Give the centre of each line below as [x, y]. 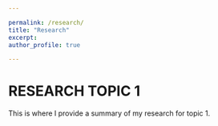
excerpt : [23, 37]
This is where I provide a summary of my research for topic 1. [109, 113]
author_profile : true [44, 45]
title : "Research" [39, 30]
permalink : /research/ [46, 22]
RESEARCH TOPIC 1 [75, 91]
